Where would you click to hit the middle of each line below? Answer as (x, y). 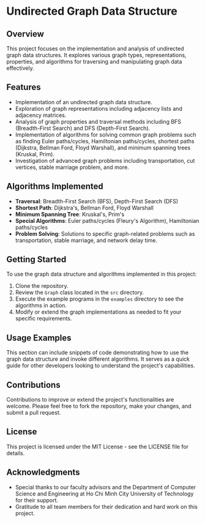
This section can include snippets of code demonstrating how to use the (97, 353)
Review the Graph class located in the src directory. (80, 293)
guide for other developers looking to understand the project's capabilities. (101, 366)
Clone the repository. (42, 286)
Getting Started (36, 259)
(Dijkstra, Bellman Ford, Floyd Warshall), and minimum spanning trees (103, 148)
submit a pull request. (34, 413)
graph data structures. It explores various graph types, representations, (96, 55)
